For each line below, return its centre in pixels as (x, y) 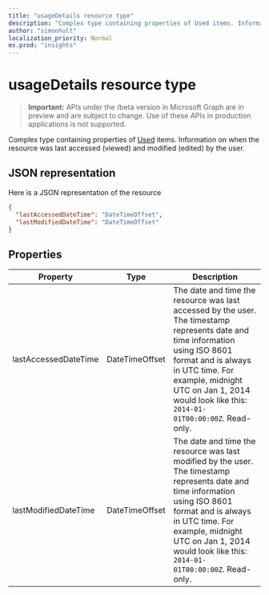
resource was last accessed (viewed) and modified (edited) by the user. (127, 148)
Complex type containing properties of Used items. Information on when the (134, 140)
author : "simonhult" (43, 30)
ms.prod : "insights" (43, 46)
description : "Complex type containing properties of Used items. (121, 23)
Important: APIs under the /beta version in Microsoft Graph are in (136, 107)
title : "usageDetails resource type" (71, 16)
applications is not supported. (77, 124)
